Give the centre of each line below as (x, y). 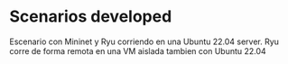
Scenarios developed (91, 17)
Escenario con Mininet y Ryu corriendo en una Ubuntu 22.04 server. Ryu (144, 41)
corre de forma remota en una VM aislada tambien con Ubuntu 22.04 (138, 50)
